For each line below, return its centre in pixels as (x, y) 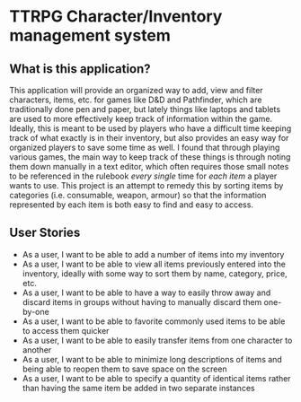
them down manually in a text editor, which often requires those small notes (149, 166)
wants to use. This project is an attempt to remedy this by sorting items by (146, 185)
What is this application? (80, 69)
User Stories (45, 233)
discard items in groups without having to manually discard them (142, 301)
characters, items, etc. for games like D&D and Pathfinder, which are (136, 100)
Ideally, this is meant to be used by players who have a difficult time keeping (150, 128)
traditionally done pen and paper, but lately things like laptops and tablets (145, 109)
